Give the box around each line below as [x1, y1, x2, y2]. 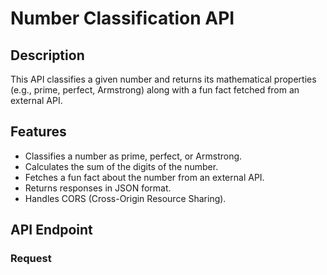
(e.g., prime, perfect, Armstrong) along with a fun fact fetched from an [10, 84, 300, 96]
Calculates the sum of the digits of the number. [24, 160, 219, 172]
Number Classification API [10, 7, 235, 30]
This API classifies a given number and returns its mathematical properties [10, 73, 317, 85]
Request [10, 252, 52, 266]
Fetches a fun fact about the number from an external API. [24, 171, 265, 183]
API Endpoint [10, 222, 93, 239]
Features [10, 123, 67, 141]
